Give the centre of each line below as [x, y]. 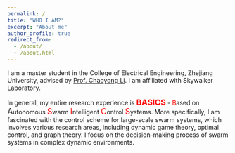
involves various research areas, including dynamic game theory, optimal [113, 127]
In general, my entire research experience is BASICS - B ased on [103, 102]
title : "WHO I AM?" [36, 20]
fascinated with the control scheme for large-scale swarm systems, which [115, 119]
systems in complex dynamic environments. [71, 142]
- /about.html [34, 53]
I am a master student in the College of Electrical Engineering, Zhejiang [110, 73]
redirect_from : [30, 40]
